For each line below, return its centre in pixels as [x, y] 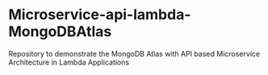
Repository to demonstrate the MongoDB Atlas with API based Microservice [134, 53]
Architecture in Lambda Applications [69, 62]
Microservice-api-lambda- [100, 15]
